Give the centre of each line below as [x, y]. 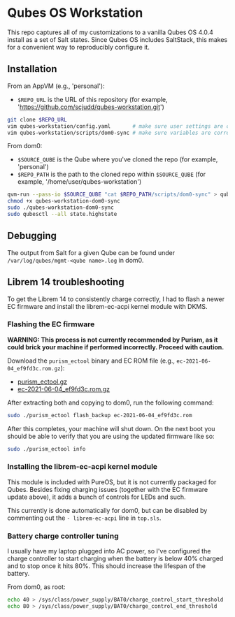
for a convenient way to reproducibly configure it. [79, 47]
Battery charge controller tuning [63, 536]
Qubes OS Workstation [75, 13]
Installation [32, 69]
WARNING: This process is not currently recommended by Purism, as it [113, 340]
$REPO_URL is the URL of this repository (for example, [92, 99]
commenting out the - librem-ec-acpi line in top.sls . [84, 518]
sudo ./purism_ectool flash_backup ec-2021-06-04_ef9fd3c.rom [100, 415]
